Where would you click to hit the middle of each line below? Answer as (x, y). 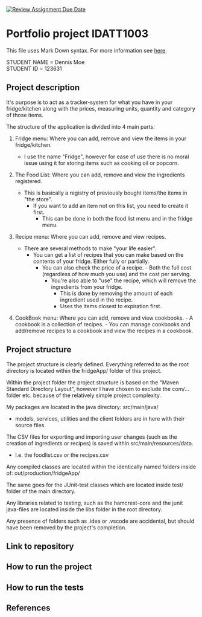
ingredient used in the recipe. (96, 300)
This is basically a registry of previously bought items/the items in (106, 193)
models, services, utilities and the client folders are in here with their (100, 418)
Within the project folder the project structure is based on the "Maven (93, 382)
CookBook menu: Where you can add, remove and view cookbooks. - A (104, 318)
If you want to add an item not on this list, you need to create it (111, 205)
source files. (30, 425)
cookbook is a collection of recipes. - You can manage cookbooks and (103, 324)
